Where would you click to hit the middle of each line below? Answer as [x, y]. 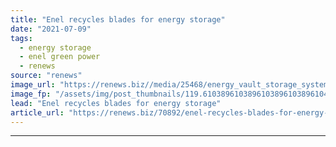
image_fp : [31, 94]
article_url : [37, 112]
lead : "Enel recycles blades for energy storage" [116, 103]
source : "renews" [46, 76]
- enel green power [60, 57]
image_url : [33, 85]
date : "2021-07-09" [51, 29]
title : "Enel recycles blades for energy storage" [118, 19]
